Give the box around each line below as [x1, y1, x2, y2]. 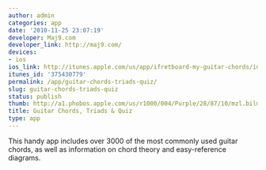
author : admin [8, 11, 55, 20]
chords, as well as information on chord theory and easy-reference [8, 144, 227, 154]
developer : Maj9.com [8, 33, 77, 42]
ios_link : [8, 63, 41, 71]
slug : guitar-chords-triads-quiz [8, 85, 119, 93]
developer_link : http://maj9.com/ [8, 41, 123, 49]
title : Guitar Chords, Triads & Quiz [8, 108, 133, 115]
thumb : [8, 100, 30, 108]
